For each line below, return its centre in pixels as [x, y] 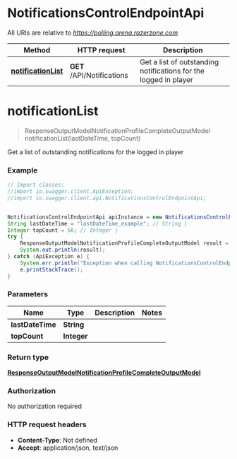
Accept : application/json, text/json [68, 448]
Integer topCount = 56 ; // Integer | [63, 230]
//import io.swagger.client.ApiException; [71, 192]
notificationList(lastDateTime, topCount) [83, 138]
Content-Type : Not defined [57, 440]
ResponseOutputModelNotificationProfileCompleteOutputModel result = [124, 243]
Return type [28, 357]
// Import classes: [36, 185]
